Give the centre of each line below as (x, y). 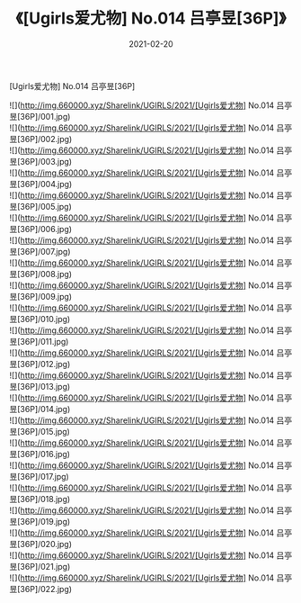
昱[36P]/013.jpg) (40, 386)
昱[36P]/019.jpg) (40, 521)
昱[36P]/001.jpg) (40, 116)
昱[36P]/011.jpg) (39, 341)
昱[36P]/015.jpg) (40, 431)
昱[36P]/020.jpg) (41, 544)
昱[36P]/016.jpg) (40, 454)
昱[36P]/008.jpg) (41, 274)
